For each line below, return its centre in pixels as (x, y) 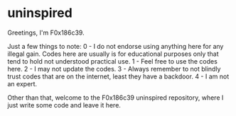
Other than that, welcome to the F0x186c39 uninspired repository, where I (116, 98)
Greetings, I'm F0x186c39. (46, 33)
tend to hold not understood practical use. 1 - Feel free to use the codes (113, 61)
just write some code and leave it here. (64, 105)
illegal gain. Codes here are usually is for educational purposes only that (113, 54)
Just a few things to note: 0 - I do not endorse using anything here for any (116, 46)
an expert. (22, 83)
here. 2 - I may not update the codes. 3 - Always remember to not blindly (114, 69)
